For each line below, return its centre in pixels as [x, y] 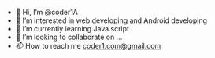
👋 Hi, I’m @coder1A [47, 12]
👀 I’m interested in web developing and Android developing [111, 20]
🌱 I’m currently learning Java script [72, 29]
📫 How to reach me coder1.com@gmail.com [88, 46]
